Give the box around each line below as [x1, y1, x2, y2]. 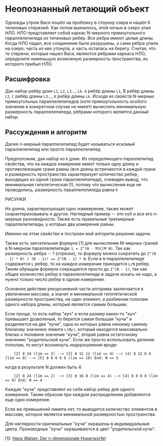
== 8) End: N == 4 [5, 378, 42, 383]
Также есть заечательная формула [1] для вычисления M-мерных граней [5, 240, 158, 246]
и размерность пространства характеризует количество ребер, [5, 171, 139, 177]
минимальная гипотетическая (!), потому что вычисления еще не [5, 181, 142, 187]
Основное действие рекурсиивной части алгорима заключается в [5, 286, 144, 291]
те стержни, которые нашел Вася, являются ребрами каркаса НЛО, [5, 50, 146, 57]
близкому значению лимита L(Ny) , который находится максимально [5, 326, 148, 332]
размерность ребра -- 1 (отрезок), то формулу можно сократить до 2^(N [5, 250, 156, 256]
